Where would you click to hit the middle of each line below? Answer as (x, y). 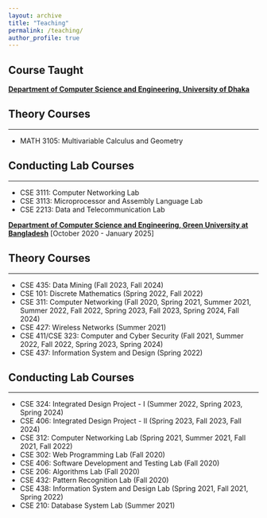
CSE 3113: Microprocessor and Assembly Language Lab (111, 201)
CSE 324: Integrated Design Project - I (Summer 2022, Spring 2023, (131, 404)
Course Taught (46, 70)
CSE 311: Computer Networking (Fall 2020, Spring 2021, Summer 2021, (135, 302)
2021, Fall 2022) (46, 446)
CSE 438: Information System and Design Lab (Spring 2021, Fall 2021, (134, 489)
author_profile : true (44, 38)
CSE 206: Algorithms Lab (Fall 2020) (80, 472)
